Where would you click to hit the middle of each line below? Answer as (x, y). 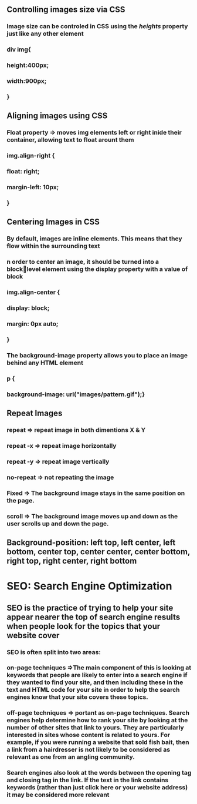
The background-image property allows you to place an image (97, 355)
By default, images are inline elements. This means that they (94, 239)
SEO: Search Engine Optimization (89, 586)
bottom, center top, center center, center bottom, (98, 552)
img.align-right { (31, 156)
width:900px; (27, 81)
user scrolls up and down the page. (58, 524)
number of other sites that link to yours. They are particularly (95, 728)
